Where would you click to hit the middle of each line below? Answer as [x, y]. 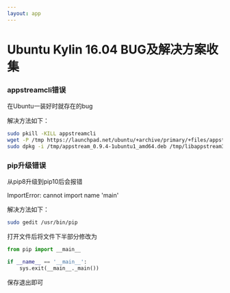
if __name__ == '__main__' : [47, 261]
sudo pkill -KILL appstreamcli [52, 134]
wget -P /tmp [26, 140]
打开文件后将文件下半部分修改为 [52, 236]
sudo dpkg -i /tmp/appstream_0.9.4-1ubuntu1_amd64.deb [87, 146]
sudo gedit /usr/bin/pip [42, 223]
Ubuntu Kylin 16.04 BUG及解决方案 [107, 49]
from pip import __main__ [44, 249]
